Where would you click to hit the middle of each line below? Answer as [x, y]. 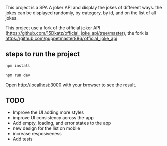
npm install [18, 66]
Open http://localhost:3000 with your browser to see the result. [71, 85]
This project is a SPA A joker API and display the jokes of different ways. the [84, 7]
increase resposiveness [37, 134]
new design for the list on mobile [46, 128]
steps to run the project [43, 54]
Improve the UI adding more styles [48, 112]
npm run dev [18, 75]
